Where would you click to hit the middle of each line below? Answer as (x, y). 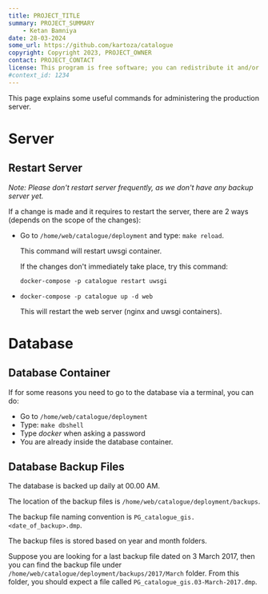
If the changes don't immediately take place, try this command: (124, 266)
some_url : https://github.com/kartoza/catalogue (91, 46)
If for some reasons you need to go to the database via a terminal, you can (131, 392)
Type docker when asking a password (82, 433)
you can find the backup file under (65, 565)
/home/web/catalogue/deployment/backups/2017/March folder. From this (124, 573)
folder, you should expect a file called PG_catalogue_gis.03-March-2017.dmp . (133, 582)
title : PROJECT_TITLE (44, 16)
